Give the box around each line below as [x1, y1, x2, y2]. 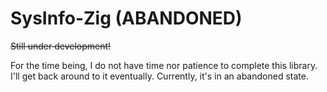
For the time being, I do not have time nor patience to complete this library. [10, 59, 318, 71]
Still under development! [10, 40, 112, 52]
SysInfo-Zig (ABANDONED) [10, 7, 243, 30]
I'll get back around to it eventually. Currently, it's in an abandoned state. [10, 70, 309, 82]
